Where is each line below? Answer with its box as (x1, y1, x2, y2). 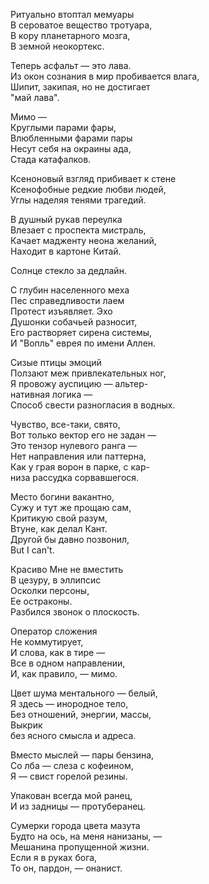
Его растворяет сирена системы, (10, 327, 153, 338)
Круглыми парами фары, (10, 122, 117, 133)
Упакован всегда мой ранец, (10, 790, 133, 801)
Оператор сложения (10, 625, 98, 637)
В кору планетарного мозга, (10, 30, 131, 41)
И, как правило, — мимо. (10, 668, 118, 679)
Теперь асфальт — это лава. (10, 60, 132, 71)
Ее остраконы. (10, 595, 73, 607)
